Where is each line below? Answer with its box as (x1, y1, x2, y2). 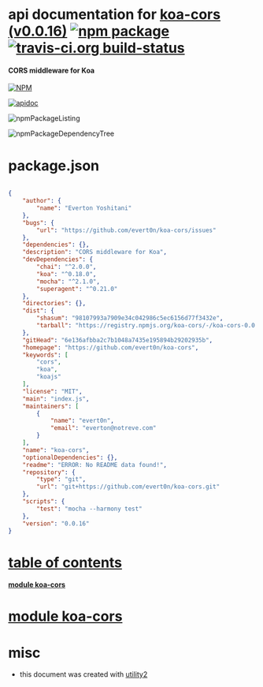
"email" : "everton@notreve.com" (50, 424, 157, 432)
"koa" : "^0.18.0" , (36, 270, 97, 278)
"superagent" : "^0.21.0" (36, 285, 118, 293)
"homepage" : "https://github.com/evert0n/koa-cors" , (22, 343, 199, 352)
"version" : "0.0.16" (22, 519, 90, 528)
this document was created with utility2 (19, 670, 148, 679)
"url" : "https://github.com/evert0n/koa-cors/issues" (36, 226, 217, 234)
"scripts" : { (22, 498, 65, 506)
